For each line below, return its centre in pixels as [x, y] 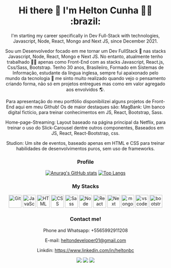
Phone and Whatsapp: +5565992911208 [85, 230]
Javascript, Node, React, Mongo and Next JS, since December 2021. [85, 41]
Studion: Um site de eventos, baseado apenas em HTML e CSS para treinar [85, 143]
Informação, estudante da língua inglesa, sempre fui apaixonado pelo [85, 73]
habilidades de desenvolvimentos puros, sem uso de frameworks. [85, 148]
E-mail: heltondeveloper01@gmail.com [85, 240]
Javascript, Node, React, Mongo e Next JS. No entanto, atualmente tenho [85, 56]
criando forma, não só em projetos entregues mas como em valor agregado [85, 84]
